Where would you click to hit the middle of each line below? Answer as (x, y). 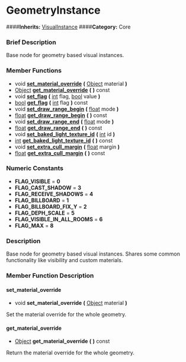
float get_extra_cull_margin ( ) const (60, 153)
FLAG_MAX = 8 (34, 225)
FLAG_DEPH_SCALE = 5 (45, 213)
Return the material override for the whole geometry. (70, 353)
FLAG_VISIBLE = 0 (37, 181)
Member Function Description (50, 276)
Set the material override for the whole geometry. (66, 314)
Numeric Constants (35, 168)
